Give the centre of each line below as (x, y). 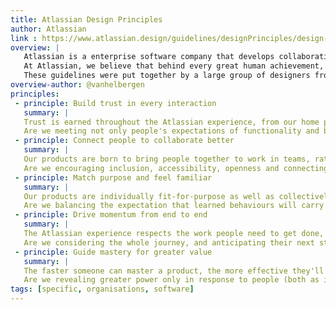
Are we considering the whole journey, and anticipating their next (169, 242)
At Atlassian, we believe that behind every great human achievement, (174, 66)
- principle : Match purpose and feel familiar (113, 177)
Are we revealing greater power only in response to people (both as (171, 280)
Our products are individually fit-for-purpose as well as (149, 196)
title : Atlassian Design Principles (86, 19)
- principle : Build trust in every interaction (115, 103)
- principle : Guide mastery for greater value (113, 252)
